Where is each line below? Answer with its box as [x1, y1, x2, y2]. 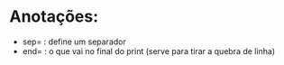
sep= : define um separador [22, 36, 126, 47]
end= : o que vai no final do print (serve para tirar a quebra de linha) [22, 45, 276, 56]
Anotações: [9, 6, 99, 27]
